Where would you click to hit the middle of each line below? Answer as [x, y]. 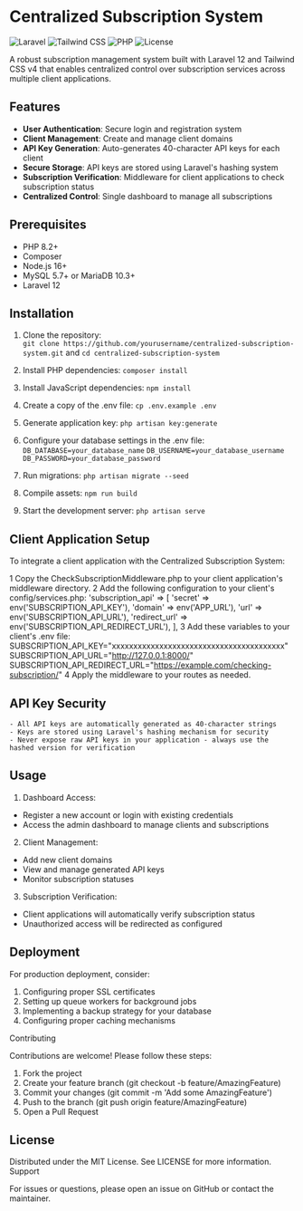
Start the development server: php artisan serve [114, 511]
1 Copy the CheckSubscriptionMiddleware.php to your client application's [146, 579]
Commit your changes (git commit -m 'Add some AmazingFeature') [147, 1092]
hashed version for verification [72, 748]
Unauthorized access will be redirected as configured [123, 923]
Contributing [33, 1038]
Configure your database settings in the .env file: [114, 440]
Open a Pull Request [61, 1111]
